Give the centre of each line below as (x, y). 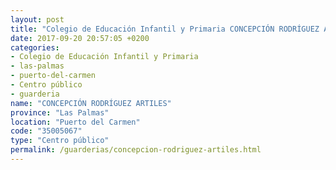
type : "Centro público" (60, 141)
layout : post (37, 19)
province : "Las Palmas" (60, 112)
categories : (35, 47)
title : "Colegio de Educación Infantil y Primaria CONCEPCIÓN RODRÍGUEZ (165, 29)
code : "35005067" (46, 131)
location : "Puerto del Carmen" (75, 122)
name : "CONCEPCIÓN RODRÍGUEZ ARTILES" (91, 103)
